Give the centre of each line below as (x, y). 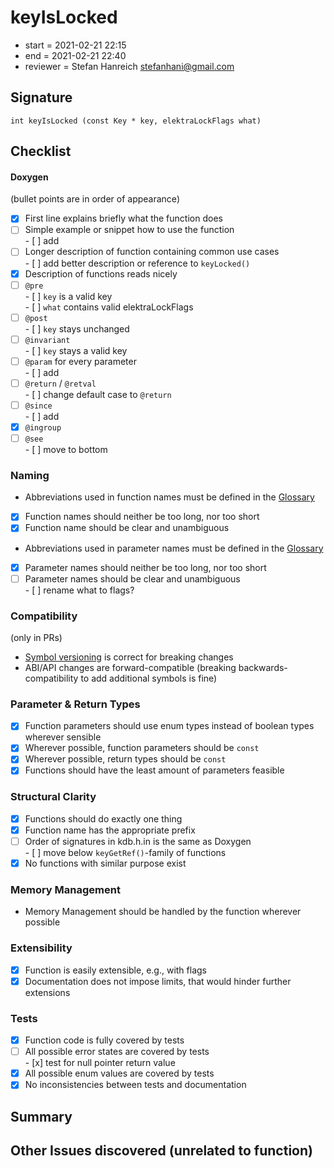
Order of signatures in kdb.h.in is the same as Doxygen (138, 841)
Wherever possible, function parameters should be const (142, 748)
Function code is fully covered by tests (104, 1040)
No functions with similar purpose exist (105, 863)
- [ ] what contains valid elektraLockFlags (109, 307)
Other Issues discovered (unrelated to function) (161, 1151)
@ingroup (43, 427)
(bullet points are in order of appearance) (95, 199)
